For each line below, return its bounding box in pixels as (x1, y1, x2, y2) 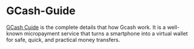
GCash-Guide (6, 4, 76, 18)
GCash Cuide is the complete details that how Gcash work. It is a (6, 24, 166, 31)
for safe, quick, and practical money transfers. (6, 36, 120, 43)
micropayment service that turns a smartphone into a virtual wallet (23, 30, 188, 37)
